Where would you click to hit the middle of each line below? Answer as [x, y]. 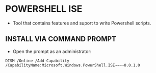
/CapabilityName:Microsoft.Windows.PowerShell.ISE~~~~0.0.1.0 [73, 65]
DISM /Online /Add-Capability [37, 61]
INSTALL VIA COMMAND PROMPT [61, 39]
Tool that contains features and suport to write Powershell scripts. [82, 23]
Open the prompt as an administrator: [52, 51]
